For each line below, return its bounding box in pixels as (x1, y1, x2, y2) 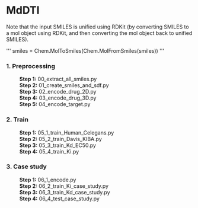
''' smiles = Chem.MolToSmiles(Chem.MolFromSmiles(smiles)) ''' (6, 47, 165, 54)
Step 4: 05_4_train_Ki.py (19, 148, 79, 155)
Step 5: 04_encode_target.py (19, 101, 91, 108)
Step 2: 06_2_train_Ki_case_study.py (19, 182, 108, 190)
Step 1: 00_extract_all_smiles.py (19, 75, 97, 83)
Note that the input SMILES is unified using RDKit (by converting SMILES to (6, 23, 189, 30)
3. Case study (6, 162, 47, 171)
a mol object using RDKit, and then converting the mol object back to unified (6, 29, 193, 36)
